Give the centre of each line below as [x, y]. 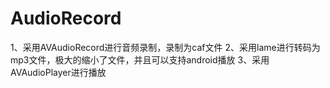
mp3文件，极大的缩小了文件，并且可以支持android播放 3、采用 [140, 59]
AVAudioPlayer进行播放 [58, 72]
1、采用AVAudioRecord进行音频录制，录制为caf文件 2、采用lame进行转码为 [165, 47]
